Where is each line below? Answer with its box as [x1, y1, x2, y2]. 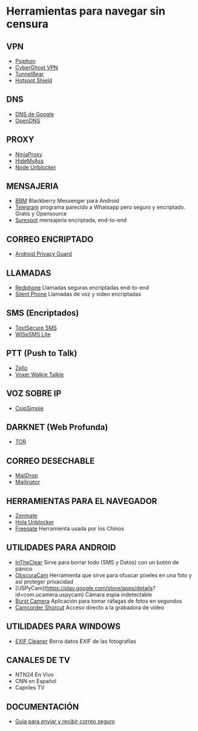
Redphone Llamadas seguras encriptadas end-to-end [15, 284, 150, 291]
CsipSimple [15, 404, 44, 412]
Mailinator [15, 478, 41, 486]
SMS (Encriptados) [6, 308, 79, 318]
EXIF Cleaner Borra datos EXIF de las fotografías [15, 637, 136, 645]
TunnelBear [15, 70, 44, 77]
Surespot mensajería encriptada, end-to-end [15, 217, 127, 224]
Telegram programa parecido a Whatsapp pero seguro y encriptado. [15, 203, 186, 211]
